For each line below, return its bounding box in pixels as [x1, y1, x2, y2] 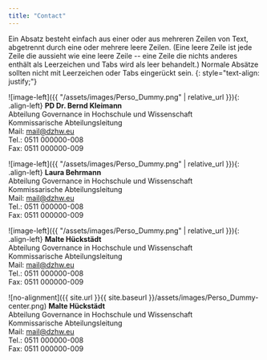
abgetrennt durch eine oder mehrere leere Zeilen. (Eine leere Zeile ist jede [8, 42, 253, 52]
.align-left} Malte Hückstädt [8, 234, 102, 243]
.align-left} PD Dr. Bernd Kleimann [8, 100, 123, 110]
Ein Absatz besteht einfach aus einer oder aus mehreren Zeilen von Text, [8, 34, 249, 43]
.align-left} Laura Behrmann [8, 167, 102, 177]
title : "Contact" [8, 11, 67, 20]
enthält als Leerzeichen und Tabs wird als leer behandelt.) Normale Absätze [8, 59, 259, 69]
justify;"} [8, 76, 38, 86]
